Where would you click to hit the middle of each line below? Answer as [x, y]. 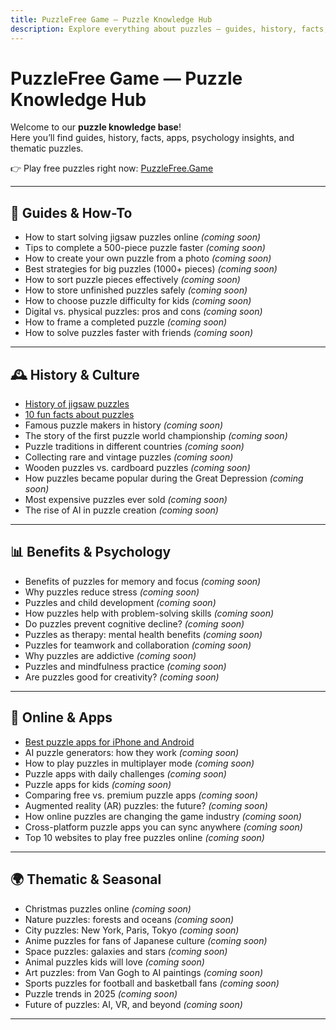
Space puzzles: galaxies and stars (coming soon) [126, 951]
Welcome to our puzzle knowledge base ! [96, 127]
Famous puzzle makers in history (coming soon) [124, 425]
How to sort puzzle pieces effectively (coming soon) [132, 280]
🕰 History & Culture [75, 374]
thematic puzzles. [47, 148]
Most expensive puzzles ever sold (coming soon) [126, 500]
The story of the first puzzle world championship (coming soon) [156, 436]
